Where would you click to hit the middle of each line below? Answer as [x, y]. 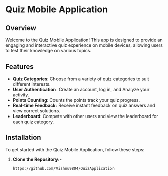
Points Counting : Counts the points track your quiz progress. [76, 100]
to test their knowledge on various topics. [48, 51]
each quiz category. [33, 122]
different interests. [32, 84]
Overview [21, 28]
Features [19, 67]
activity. [21, 95]
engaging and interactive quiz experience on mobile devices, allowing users [84, 45]
